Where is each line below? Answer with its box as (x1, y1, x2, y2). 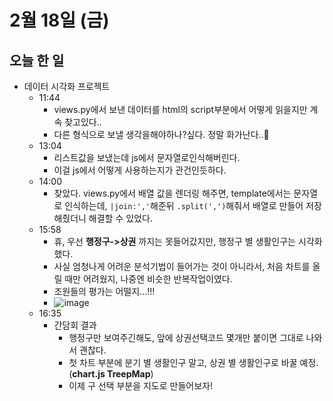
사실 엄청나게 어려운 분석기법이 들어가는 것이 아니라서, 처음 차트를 (53, 261, 311, 272)
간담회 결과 (53, 319, 97, 331)
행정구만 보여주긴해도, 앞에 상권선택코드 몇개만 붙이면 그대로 (68, 332, 304, 343)
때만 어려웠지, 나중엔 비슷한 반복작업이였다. (64, 273, 233, 285)
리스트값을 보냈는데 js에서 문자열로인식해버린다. (53, 152, 241, 163)
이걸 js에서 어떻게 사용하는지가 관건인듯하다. (53, 164, 227, 176)
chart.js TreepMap (72, 368, 151, 380)
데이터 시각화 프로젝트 (23, 81, 111, 92)
